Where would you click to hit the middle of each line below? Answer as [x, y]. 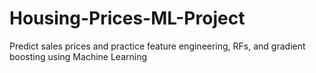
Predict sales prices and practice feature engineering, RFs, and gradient [157, 46]
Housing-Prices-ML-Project [127, 18]
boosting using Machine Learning [78, 56]
